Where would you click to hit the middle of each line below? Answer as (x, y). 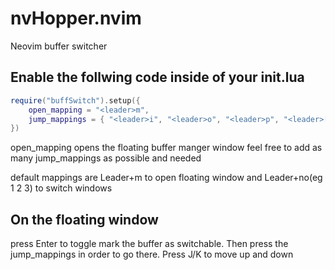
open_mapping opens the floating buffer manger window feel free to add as (166, 148)
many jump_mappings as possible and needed (106, 158)
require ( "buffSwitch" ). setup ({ (75, 100)
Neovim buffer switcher (59, 46)
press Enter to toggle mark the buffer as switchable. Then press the (149, 244)
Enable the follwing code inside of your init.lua (157, 77)
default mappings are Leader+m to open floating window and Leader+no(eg (166, 178)
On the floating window (84, 219)
